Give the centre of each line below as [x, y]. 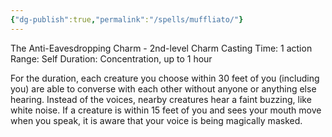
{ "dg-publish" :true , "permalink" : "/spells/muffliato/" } [127, 19]
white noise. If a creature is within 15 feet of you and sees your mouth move [166, 110]
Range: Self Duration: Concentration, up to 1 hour [111, 58]
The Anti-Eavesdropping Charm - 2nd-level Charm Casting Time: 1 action [161, 48]
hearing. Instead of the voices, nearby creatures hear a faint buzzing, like [161, 99]
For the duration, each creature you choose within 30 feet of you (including [165, 78]
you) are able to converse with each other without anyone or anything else [163, 88]
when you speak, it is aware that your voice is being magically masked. [156, 120]
